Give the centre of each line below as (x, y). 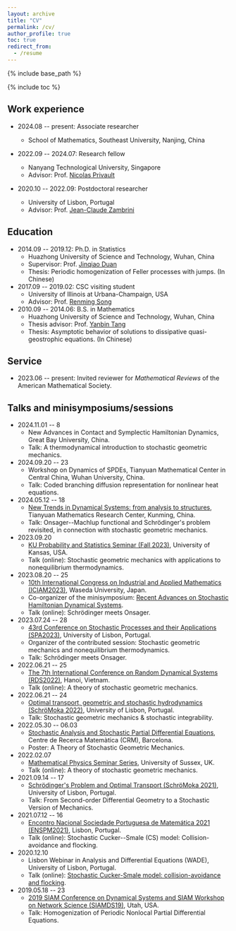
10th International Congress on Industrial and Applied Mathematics (125, 583)
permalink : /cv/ (31, 27)
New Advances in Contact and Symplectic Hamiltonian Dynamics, (123, 432)
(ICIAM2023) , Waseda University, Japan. (87, 590)
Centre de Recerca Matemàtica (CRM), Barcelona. (101, 740)
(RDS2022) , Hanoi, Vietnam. (69, 680)
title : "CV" (25, 20)
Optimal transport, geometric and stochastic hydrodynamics (115, 703)
